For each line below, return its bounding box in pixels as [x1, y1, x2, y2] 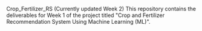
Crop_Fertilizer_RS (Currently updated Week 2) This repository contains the [6, 5, 197, 12]
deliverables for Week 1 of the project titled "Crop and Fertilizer [6, 12, 165, 19]
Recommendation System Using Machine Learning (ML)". [6, 18, 151, 25]
